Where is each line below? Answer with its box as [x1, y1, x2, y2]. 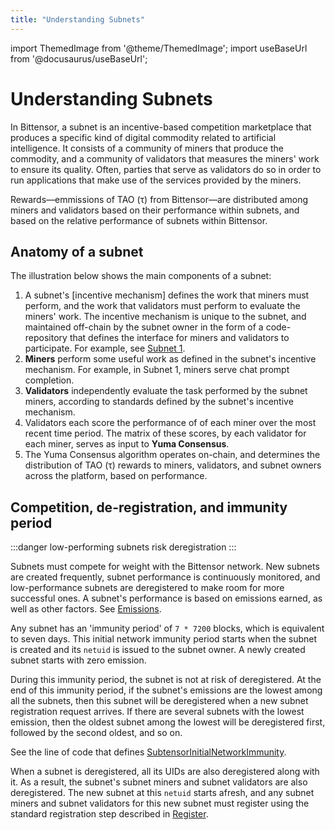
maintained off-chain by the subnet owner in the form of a [24, 321, 264, 333]
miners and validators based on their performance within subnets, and [10, 204, 300, 216]
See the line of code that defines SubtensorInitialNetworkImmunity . [10, 746, 287, 758]
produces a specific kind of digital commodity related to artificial [10, 131, 277, 143]
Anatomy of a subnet [10, 243, 144, 260]
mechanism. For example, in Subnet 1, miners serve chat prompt [24, 364, 290, 376]
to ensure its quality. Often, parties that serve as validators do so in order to [10, 163, 322, 175]
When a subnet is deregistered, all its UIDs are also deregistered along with [10, 766, 320, 778]
